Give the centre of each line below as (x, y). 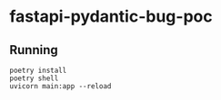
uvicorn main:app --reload (60, 86)
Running (34, 50)
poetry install (38, 70)
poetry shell (34, 78)
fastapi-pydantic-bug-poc (111, 17)
